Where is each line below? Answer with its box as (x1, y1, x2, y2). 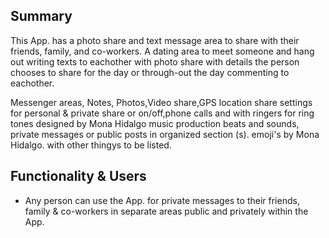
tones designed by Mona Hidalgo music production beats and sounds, (10, 117, 300, 129)
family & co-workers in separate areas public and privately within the (24, 205, 309, 217)
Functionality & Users (10, 168, 147, 185)
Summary (10, 8, 73, 25)
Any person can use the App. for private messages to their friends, (24, 194, 300, 206)
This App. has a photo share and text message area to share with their (10, 34, 300, 46)
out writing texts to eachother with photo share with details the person (10, 55, 300, 68)
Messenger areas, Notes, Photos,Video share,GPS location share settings (10, 96, 313, 108)
